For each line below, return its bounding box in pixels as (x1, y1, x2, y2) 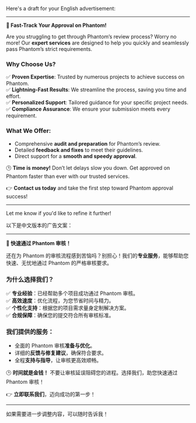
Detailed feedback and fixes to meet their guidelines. (14, 146, 143, 153)
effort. (6, 93, 22, 100)
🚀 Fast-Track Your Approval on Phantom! (6, 22, 107, 29)
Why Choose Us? (6, 60, 57, 68)
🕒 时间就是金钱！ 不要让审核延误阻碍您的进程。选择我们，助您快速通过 (6, 369, 178, 376)
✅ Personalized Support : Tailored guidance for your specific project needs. (6, 99, 188, 106)
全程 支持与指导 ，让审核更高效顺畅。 (14, 357, 102, 364)
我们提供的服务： (6, 328, 54, 336)
